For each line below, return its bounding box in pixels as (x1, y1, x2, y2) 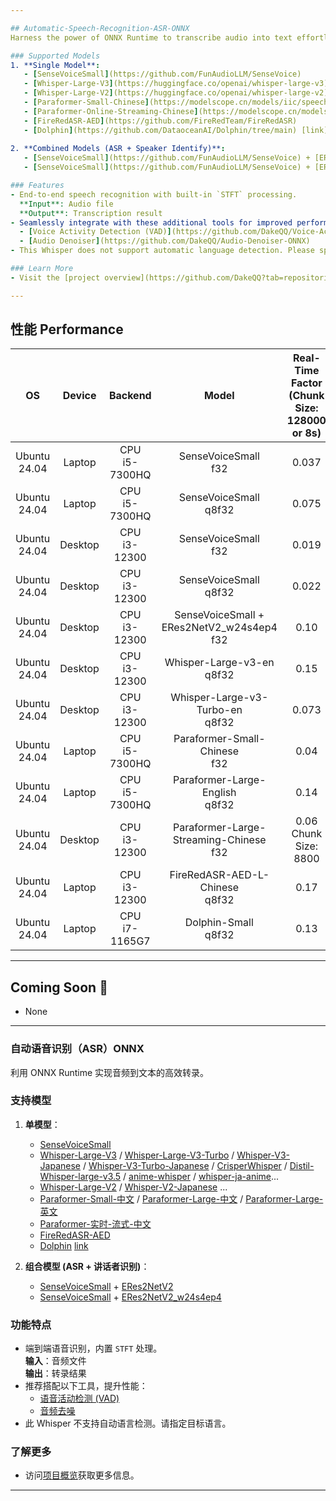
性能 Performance (10, 321, 124, 338)
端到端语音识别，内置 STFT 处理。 (24, 1342, 163, 1355)
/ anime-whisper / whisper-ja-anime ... (123, 1170, 280, 1182)
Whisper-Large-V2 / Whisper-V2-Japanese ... (39, 1181, 228, 1193)
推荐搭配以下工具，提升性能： (24, 1380, 148, 1392)
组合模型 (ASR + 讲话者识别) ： (24, 1260, 150, 1272)
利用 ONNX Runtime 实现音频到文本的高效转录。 (10, 1066, 210, 1078)
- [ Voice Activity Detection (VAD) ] (19, 227, 172, 237)
